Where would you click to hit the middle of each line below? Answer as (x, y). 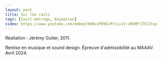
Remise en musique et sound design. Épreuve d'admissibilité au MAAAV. (80, 47)
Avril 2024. (16, 53)
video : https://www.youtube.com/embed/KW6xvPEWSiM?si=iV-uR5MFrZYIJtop (81, 24)
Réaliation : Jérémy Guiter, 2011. (38, 38)
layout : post (19, 10)
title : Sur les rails (28, 14)
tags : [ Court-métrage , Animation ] (41, 19)
